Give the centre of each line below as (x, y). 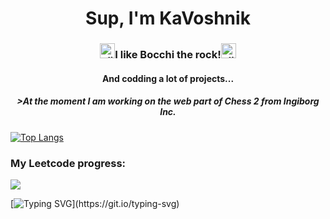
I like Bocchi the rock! (168, 55)
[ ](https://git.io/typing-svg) (95, 203)
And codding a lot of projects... (168, 78)
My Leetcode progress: (68, 163)
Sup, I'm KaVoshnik (168, 18)
